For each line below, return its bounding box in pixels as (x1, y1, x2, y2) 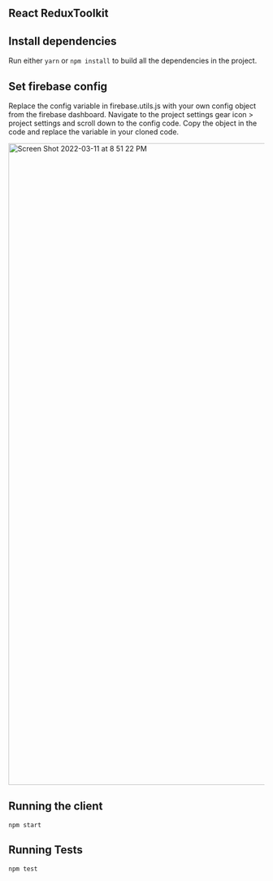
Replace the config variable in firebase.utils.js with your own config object (8, 101, 257, 111)
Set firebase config (8, 79, 108, 93)
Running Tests (8, 843, 83, 857)
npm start (8, 821, 42, 829)
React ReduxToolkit (8, 7, 109, 20)
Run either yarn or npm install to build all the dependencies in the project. (8, 56, 258, 66)
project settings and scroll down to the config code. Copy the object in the (8, 118, 258, 129)
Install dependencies (8, 34, 117, 48)
